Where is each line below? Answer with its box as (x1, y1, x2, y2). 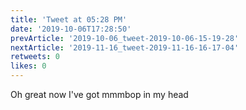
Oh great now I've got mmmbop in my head (10, 89, 189, 100)
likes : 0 (10, 61, 47, 71)
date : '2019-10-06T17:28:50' (10, 24, 132, 34)
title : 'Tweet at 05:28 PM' (10, 14, 128, 25)
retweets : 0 (10, 52, 60, 62)
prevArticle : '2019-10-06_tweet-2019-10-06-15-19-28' (10, 33, 240, 43)
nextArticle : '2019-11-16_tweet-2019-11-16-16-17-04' (10, 42, 240, 53)
